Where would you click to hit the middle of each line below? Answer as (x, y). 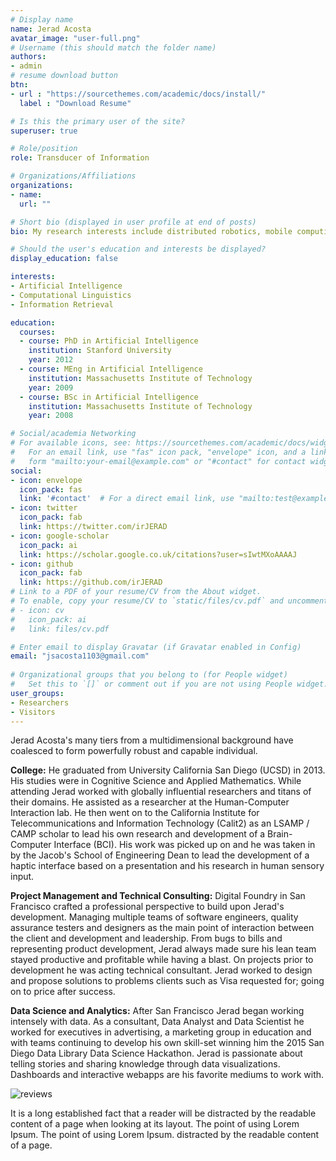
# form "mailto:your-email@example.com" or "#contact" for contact (158, 461)
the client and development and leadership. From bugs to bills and (146, 938)
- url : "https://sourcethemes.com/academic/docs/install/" (138, 94)
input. (22, 877)
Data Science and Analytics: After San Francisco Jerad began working (157, 1011)
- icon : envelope (46, 480)
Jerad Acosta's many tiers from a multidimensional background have (152, 740)
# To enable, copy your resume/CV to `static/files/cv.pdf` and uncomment (169, 601)
